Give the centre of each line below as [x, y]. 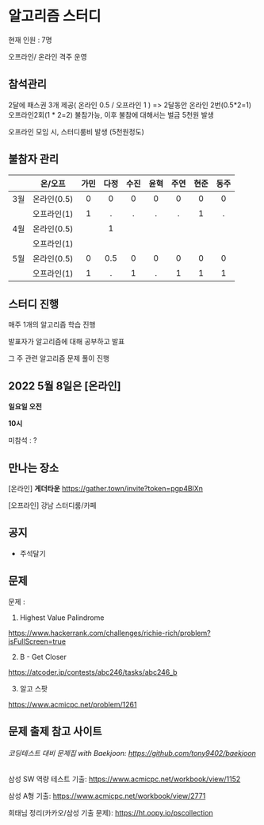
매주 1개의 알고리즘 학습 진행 [52, 325]
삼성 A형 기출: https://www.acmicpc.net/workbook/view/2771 [107, 796]
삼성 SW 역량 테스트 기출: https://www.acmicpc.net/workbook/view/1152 [124, 779]
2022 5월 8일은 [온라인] [65, 386]
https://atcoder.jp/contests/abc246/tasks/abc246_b [93, 672]
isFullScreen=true [37, 641]
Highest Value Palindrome [62, 618]
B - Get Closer [43, 657]
